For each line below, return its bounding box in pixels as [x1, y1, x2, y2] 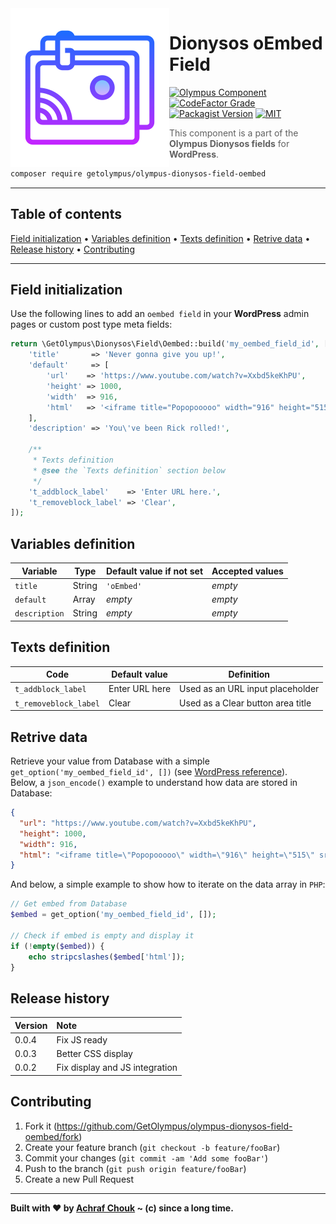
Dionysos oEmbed [169, 32, 323, 55]
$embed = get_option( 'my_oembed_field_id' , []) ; [10, 910, 217, 920]
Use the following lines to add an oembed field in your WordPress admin [10, 308, 310, 320]
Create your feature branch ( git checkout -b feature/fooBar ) [24, 1141, 281, 1153]
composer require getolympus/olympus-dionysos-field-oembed [10, 168, 267, 179]
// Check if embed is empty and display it [10, 930, 195, 941]
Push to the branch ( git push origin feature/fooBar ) [24, 1162, 247, 1174]
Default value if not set [105, 565, 204, 577]
